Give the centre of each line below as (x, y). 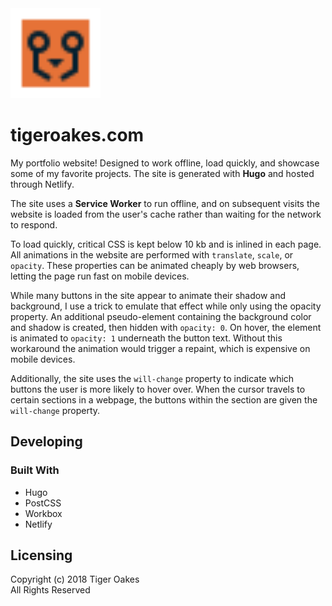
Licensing (41, 555)
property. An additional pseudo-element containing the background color (161, 316)
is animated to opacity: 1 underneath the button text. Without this (146, 338)
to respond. (34, 224)
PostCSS (43, 503)
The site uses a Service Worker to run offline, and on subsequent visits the (165, 203)
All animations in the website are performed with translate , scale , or (152, 254)
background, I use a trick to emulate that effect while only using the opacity (166, 306)
